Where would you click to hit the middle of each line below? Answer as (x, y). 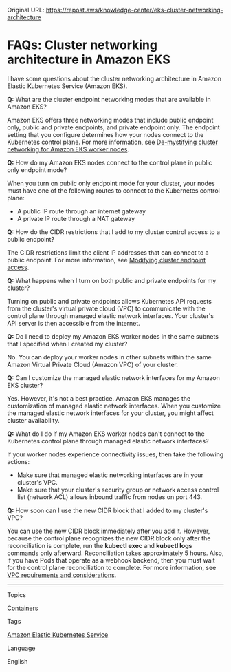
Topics (16, 594)
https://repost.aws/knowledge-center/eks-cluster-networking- (134, 10)
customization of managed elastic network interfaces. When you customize (114, 406)
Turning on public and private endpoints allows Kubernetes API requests (109, 301)
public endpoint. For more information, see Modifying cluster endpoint (107, 260)
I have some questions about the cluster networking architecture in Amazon (114, 78)
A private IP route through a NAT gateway (76, 218)
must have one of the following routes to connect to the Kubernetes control (113, 190)
